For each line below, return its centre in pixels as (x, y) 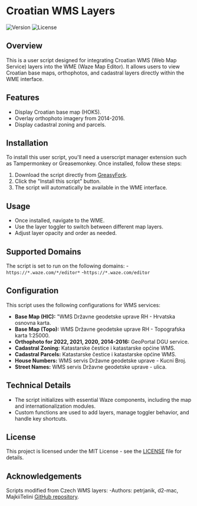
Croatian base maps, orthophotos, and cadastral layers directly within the (95, 73)
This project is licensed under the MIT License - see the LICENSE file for (94, 452)
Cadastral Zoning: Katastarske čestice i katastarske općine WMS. (95, 348)
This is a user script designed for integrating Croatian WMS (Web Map (91, 60)
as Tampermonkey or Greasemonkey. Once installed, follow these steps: (94, 163)
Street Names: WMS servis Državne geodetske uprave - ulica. (91, 367)
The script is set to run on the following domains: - (67, 266)
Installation (27, 143)
